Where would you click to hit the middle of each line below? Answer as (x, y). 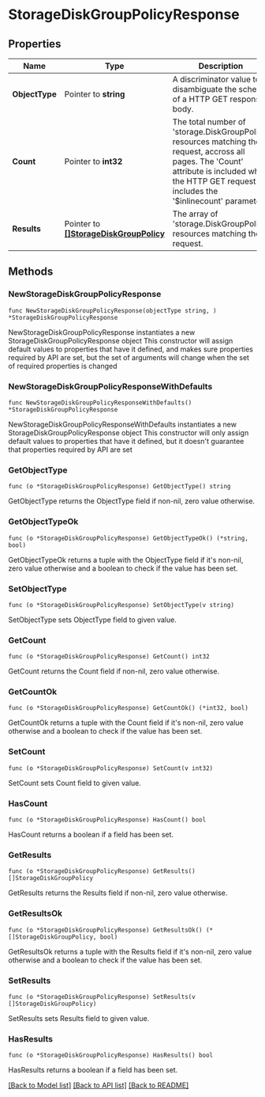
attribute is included (209, 171)
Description (221, 66)
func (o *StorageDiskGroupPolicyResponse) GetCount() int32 (109, 657)
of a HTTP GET (200, 99)
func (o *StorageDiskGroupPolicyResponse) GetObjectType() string (119, 487)
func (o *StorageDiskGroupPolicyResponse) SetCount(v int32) (111, 768)
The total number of (209, 122)
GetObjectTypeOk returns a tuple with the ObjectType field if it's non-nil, (126, 560)
